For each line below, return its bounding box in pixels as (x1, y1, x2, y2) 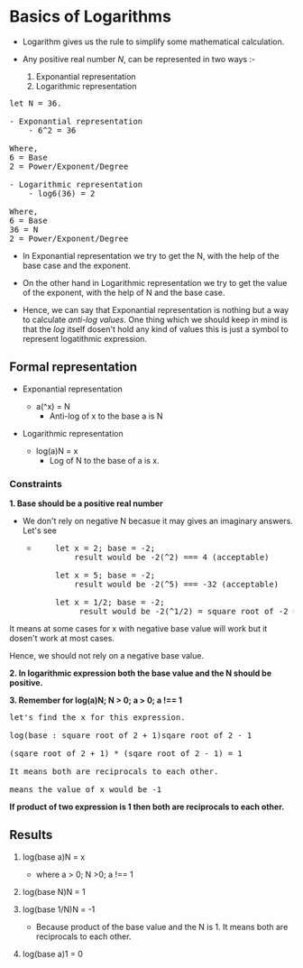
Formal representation (9, 359, 138, 375)
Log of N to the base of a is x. (49, 455, 160, 466)
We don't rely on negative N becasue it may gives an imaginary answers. (22, 516, 293, 527)
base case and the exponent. (22, 260, 131, 271)
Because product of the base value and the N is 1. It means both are (35, 921, 289, 932)
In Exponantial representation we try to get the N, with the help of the (22, 250, 280, 261)
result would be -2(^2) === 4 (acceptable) (74, 552, 270, 563)
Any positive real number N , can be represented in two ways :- (22, 53, 256, 64)
